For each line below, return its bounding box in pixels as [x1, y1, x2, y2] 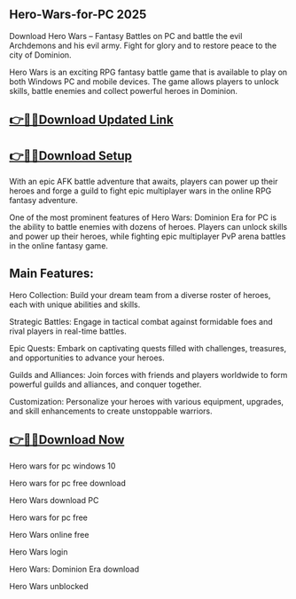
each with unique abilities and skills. [9, 299, 141, 310]
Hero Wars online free [9, 529, 90, 540]
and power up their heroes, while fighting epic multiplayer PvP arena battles [9, 231, 286, 242]
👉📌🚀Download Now [9, 432, 125, 447]
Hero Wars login [9, 546, 68, 557]
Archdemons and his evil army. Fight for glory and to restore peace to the [9, 40, 277, 51]
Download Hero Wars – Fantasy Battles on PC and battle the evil [9, 30, 243, 41]
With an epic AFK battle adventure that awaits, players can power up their [9, 177, 278, 187]
